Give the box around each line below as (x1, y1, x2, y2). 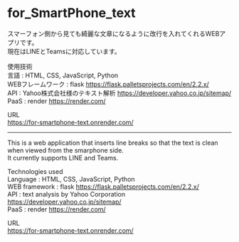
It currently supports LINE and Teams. (7, 153, 119, 162)
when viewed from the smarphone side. (7, 145, 124, 154)
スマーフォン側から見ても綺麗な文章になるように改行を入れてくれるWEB (7, 29, 220, 38)
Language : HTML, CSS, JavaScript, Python (7, 175, 135, 183)
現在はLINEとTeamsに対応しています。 (7, 47, 121, 55)
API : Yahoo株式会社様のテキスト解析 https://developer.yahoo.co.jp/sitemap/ (7, 89, 232, 97)
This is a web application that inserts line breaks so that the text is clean (7, 138, 218, 147)
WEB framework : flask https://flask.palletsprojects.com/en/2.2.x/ (7, 182, 199, 191)
